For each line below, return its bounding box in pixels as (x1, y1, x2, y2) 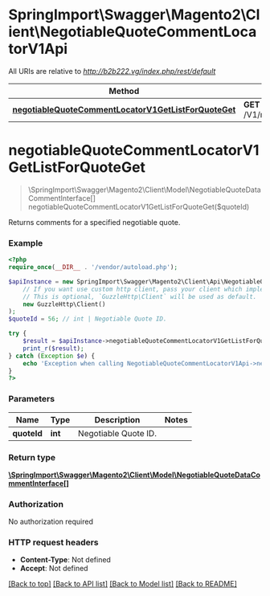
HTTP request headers (8, 537, 99, 548)
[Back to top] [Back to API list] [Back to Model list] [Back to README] (8, 579, 237, 589)
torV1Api (8, 40, 68, 58)
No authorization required (8, 516, 94, 527)
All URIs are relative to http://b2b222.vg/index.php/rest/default (8, 66, 216, 76)
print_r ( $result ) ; (22, 344, 84, 353)
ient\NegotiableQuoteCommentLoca (8, 22, 257, 41)
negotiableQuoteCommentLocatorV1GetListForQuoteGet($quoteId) (27, 202, 250, 211)
